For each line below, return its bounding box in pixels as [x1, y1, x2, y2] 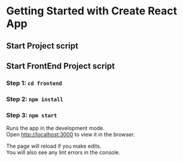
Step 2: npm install [6, 94, 64, 103]
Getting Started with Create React [6, 4, 178, 18]
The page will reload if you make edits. [6, 142, 102, 150]
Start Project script [6, 41, 79, 51]
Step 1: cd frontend [6, 79, 62, 87]
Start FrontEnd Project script [6, 61, 115, 71]
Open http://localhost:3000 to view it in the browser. [6, 131, 135, 138]
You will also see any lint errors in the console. [6, 149, 121, 156]
